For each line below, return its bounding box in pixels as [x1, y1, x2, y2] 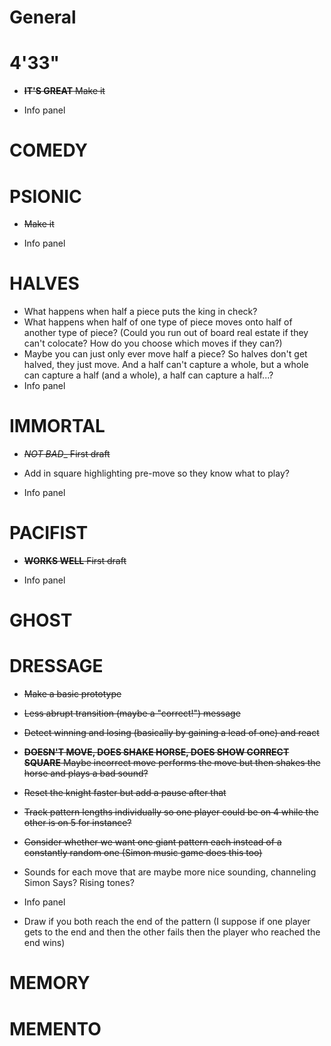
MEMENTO [9, 1017, 102, 1040]
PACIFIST [9, 522, 89, 545]
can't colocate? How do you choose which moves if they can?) [23, 337, 283, 350]
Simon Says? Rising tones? [23, 877, 135, 889]
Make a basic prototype [23, 688, 122, 700]
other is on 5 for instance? [23, 817, 132, 829]
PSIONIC [9, 185, 82, 208]
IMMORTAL [9, 415, 106, 438]
